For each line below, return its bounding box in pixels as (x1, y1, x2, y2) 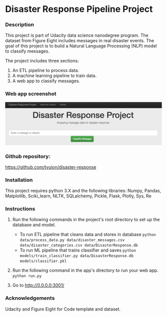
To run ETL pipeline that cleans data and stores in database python (19, 232, 157, 238)
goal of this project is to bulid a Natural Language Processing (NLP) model (5, 43, 157, 49)
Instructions (5, 205, 36, 212)
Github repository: (5, 153, 51, 160)
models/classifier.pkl (19, 259, 67, 264)
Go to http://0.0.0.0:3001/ (12, 282, 65, 288)
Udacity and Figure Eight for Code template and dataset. (5, 306, 121, 312)
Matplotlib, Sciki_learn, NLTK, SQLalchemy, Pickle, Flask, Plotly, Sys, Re (5, 193, 152, 199)
